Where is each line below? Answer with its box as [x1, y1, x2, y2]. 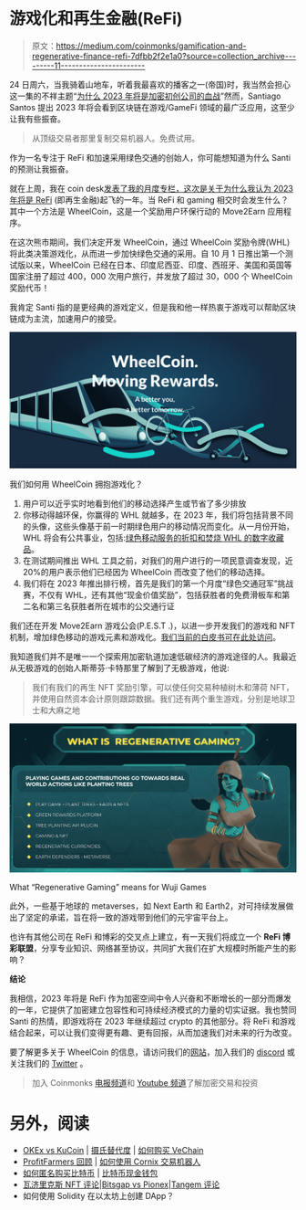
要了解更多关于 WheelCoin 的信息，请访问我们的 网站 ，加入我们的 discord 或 [9, 1047, 296, 1057]
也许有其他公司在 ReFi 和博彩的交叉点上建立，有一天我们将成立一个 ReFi [9, 931, 280, 942]
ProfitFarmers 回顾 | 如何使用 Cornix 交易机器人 [22, 1156, 201, 1167]
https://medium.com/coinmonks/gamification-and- [56, 40, 247, 51]
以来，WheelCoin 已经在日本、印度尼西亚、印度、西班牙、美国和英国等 [25, 259, 293, 270]
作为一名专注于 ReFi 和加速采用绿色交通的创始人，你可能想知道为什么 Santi [9, 152, 291, 163]
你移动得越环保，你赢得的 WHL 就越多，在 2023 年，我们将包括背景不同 [22, 510, 294, 521]
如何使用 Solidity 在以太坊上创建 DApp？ [22, 1191, 175, 1202]
